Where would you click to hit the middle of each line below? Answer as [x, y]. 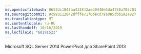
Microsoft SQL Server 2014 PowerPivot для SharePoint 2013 [66, 46]
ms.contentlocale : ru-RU [30, 23]
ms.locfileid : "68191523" [31, 32]
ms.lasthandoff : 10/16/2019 [34, 28]
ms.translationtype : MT [29, 19]
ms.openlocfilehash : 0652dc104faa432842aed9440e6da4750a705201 [71, 10]
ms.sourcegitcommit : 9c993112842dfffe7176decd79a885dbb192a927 [71, 14]
